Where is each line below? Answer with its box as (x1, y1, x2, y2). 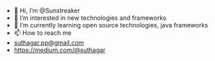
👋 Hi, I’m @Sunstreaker (13, 7, 81, 14)
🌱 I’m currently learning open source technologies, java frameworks (13, 21, 209, 29)
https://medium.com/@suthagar (13, 46, 106, 54)
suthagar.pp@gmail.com (13, 38, 84, 47)
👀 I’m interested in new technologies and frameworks (13, 14, 167, 22)
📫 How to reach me (13, 29, 72, 37)
